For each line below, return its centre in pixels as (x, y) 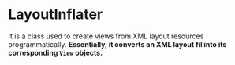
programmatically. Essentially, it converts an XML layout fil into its (117, 44)
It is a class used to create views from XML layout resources (106, 36)
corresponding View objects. (56, 52)
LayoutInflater (56, 14)
